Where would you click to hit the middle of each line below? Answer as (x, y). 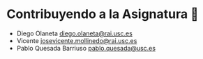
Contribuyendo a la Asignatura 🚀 (103, 14)
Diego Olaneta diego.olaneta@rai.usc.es (75, 33)
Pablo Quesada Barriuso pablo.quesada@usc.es (86, 48)
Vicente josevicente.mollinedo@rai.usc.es (77, 40)
